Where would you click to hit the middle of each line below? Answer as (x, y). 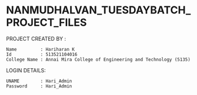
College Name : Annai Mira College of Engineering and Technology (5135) (98, 59)
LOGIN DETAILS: (26, 70)
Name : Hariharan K (41, 49)
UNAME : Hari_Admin (39, 81)
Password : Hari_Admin (39, 86)
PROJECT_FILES (46, 22)
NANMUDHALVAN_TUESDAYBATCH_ (98, 10)
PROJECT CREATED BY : (36, 38)
